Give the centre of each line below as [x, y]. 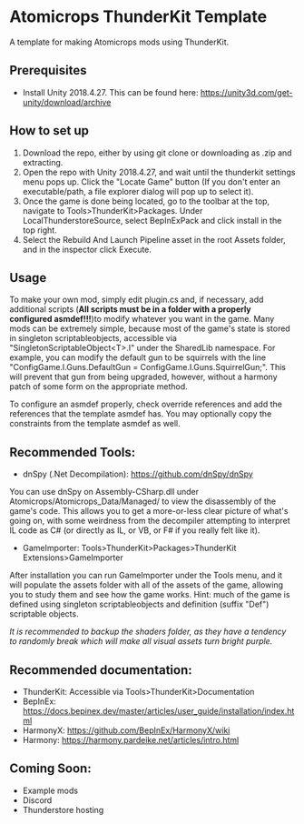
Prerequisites [48, 70]
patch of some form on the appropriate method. [98, 387]
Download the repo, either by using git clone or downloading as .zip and [157, 153]
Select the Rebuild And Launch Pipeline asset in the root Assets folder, [154, 239]
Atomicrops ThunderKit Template [138, 17]
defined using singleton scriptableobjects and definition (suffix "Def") [139, 604]
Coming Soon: [51, 769]
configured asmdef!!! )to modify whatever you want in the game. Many [142, 319]
